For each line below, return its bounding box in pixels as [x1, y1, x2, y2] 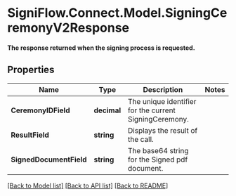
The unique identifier [127, 96, 197, 106]
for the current [127, 105, 176, 115]
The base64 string [127, 145, 189, 155]
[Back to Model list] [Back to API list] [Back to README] [7, 181, 169, 190]
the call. [127, 134, 155, 144]
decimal [93, 105, 122, 115]
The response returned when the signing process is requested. [7, 44, 195, 52]
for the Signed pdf [127, 155, 188, 164]
